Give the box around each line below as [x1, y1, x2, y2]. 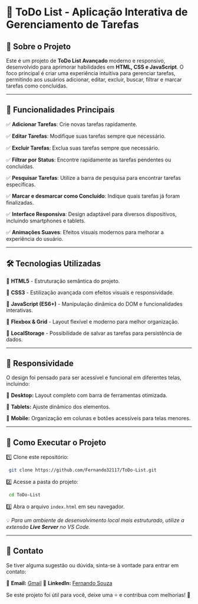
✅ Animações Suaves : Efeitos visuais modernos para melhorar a [6, 228, 164, 235]
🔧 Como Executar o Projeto [6, 437, 107, 447]
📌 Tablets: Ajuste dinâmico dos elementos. [6, 403, 111, 411]
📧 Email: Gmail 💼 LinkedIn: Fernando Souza [6, 579, 113, 586]
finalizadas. [6, 199, 34, 206]
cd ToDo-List [8, 492, 41, 498]
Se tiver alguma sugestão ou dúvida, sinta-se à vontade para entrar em [6, 561, 179, 569]
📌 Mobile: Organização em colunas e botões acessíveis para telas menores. [6, 415, 191, 422]
